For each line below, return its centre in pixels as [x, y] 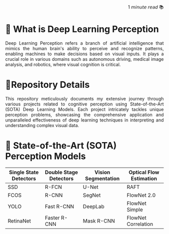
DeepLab [94, 206]
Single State [24, 172]
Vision [103, 172]
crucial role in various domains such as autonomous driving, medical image [84, 59]
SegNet [92, 195]
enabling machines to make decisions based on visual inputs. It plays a [84, 54]
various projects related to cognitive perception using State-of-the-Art [84, 104]
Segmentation [102, 178]
